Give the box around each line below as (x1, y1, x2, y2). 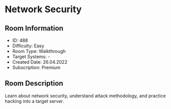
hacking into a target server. (5, 98, 65, 104)
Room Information (5, 24, 63, 33)
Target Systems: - (12, 53, 50, 60)
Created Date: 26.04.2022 (12, 59, 68, 65)
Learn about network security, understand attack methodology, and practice (5, 93, 166, 99)
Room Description (5, 79, 63, 88)
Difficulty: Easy (12, 43, 45, 49)
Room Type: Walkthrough (12, 48, 66, 54)
